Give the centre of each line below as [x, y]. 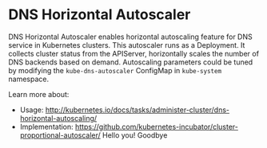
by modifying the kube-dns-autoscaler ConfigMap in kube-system [115, 70]
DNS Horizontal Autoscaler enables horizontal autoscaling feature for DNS [131, 37]
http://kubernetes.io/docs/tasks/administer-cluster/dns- [137, 110]
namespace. [29, 79]
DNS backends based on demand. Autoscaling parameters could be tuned [131, 62]
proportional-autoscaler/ [60, 135]
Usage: [32, 110]
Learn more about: [39, 94]
